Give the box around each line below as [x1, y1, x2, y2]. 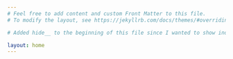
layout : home [7, 42, 45, 49]
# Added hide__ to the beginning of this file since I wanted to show [7, 29, 216, 36]
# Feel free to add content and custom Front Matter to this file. [7, 10, 207, 17]
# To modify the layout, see [7, 17, 92, 24]
